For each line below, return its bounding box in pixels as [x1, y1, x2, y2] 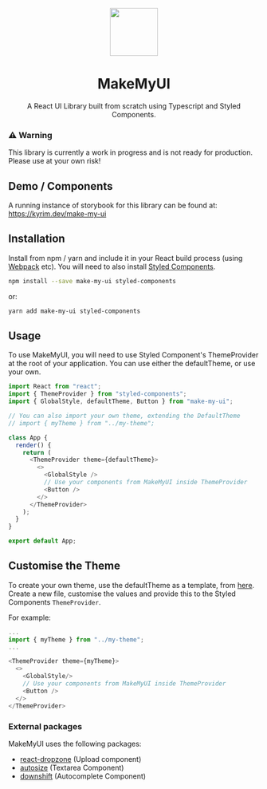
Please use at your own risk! [8, 156, 101, 166]
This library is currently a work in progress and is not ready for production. [8, 148, 253, 157]
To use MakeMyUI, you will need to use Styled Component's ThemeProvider [8, 350, 259, 360]
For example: [8, 613, 52, 622]
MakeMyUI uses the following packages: [8, 739, 142, 748]
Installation [8, 232, 65, 246]
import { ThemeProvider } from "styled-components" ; [8, 390, 187, 398]
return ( [22, 448, 52, 456]
